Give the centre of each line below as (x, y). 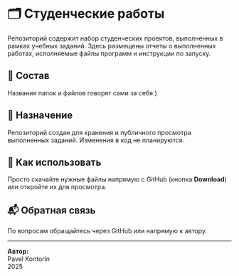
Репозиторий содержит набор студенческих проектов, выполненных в (115, 38)
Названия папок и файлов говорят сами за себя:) (83, 92)
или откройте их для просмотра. (57, 187)
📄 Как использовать (54, 162)
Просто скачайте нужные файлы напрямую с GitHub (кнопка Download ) (117, 179)
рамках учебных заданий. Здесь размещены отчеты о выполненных (112, 46)
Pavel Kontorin (29, 259)
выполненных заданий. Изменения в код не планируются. (96, 140)
